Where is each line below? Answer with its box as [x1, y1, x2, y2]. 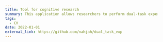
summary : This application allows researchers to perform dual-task [5, 12, 147, 16]
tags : [5, 16, 16, 21]
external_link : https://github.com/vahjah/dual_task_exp [5, 29, 123, 34]
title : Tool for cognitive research [5, 7, 79, 12]
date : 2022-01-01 [5, 25, 40, 30]
